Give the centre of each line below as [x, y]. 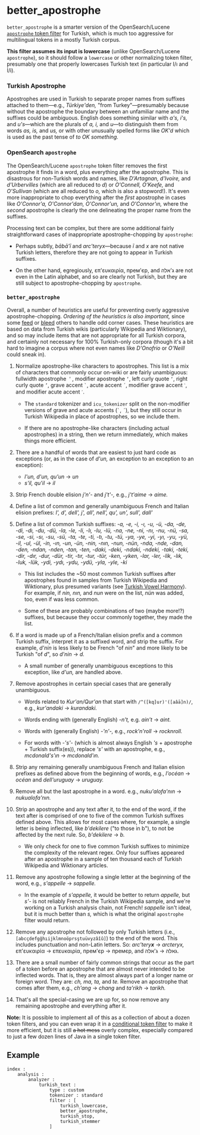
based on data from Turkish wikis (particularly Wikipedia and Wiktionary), [97, 329]
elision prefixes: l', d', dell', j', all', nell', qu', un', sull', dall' [84, 512]
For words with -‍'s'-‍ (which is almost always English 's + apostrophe [108, 743]
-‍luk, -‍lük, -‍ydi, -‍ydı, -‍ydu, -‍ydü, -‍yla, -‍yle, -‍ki [71, 562]
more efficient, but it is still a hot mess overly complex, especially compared [100, 1030]
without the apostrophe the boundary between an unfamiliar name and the [98, 112]
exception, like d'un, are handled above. [73, 672]
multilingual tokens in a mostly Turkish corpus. [64, 39]
